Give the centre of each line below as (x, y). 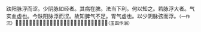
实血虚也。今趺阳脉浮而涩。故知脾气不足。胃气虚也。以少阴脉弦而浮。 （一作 (98, 16)
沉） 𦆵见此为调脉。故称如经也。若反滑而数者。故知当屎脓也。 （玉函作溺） (69, 23)
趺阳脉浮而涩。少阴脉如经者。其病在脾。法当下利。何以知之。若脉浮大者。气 (100, 9)
